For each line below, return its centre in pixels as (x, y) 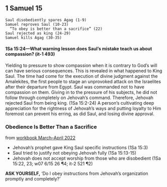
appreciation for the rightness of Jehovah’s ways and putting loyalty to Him (83, 109)
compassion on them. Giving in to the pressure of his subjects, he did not (81, 92)
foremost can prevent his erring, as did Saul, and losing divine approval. (80, 114)
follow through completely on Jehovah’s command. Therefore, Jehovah (79, 98)
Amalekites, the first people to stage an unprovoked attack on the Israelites (83, 82)
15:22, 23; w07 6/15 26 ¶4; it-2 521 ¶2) (53, 164)
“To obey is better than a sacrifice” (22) (56, 29)
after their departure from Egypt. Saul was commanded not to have (75, 87)
